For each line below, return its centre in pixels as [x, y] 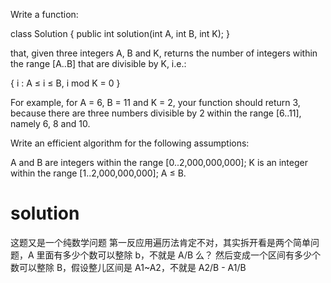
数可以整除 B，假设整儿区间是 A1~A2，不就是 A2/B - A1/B [128, 267]
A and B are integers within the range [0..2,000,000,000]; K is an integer [159, 162]
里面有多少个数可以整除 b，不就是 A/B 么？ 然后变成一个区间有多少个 [179, 255]
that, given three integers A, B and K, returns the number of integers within [164, 53]
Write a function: [44, 14]
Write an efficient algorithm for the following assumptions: [130, 143]
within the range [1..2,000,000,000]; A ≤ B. [98, 173]
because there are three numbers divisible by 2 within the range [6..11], [156, 113]
